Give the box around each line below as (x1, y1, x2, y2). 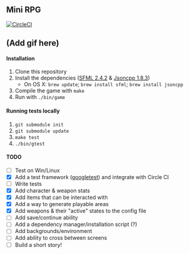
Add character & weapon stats (14, 187, 90, 194)
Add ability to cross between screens (14, 234, 107, 241)
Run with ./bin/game (14, 93, 65, 101)
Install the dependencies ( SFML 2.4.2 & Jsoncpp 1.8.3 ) (14, 74, 150, 81)
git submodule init (14, 122, 64, 128)
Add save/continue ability (14, 214, 78, 221)
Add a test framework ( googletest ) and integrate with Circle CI (14, 173, 169, 180)
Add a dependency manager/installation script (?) (14, 221, 137, 228)
